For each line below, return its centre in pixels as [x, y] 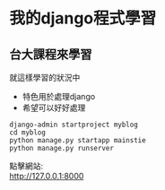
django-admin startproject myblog [74, 125]
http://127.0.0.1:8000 [47, 176]
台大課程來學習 [51, 54]
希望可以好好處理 [54, 108]
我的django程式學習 [83, 18]
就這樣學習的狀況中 [45, 78]
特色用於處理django [59, 96]
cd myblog [28, 133]
